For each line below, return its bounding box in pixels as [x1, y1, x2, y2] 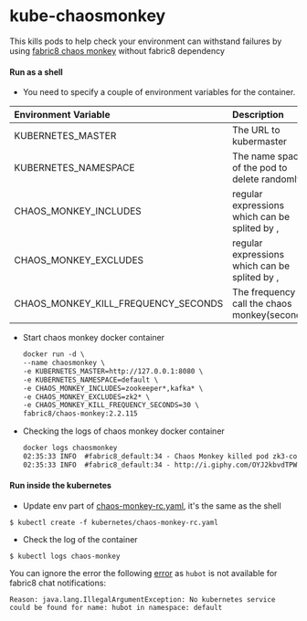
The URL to [231, 124, 281, 137]
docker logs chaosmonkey [22, 444, 118, 453]
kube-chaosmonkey [9, 5, 166, 26]
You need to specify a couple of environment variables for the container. [22, 87, 296, 98]
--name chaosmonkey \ [22, 358, 105, 368]
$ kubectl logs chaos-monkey [9, 552, 121, 561]
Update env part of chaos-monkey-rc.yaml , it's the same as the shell [22, 500, 281, 511]
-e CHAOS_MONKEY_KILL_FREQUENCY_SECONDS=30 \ [22, 401, 199, 410]
